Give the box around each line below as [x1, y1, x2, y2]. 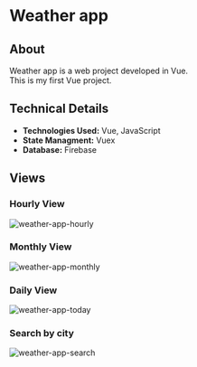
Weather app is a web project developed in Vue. [9, 65, 188, 76]
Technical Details [9, 101, 109, 117]
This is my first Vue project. [9, 75, 112, 86]
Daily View [9, 284, 58, 296]
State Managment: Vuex [22, 135, 116, 146]
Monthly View [9, 240, 72, 253]
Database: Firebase [22, 144, 98, 155]
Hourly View [9, 198, 65, 211]
